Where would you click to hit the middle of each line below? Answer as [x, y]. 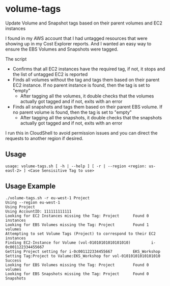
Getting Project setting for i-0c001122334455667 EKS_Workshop [83, 251]
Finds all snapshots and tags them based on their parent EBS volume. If [88, 107]
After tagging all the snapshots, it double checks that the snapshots [91, 117]
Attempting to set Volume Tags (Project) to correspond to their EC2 [81, 233]
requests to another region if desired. [44, 138]
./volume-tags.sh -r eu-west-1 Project [48, 198]
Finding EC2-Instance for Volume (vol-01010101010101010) [68, 243]
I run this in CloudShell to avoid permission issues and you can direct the [81, 133]
